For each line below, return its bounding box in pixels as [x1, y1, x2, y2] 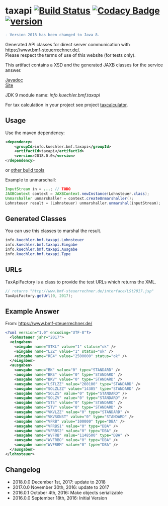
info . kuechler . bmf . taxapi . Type [5, 251, 71, 256]
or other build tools [5, 167, 45, 173]
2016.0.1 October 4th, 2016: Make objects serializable [12, 489, 123, 495]
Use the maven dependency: [5, 130, 65, 136]
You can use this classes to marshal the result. [5, 228, 102, 234]
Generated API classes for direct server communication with [5, 41, 130, 47]
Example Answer [5, 307, 59, 316]
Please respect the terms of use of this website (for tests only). [5, 52, 136, 58]
